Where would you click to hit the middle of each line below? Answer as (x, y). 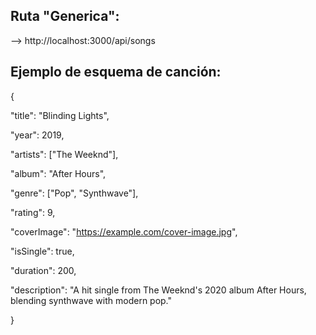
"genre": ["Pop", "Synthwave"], (74, 193)
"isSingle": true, (42, 251)
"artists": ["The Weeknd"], (64, 154)
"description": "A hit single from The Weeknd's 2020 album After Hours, (158, 290)
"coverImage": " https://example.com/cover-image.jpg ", (124, 231)
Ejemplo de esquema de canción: (116, 72)
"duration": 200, (43, 270)
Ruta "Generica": (65, 16)
